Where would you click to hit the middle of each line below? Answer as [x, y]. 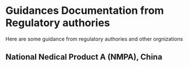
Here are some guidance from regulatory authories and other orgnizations [94, 39]
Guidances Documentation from [85, 11]
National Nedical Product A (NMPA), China [84, 57]
